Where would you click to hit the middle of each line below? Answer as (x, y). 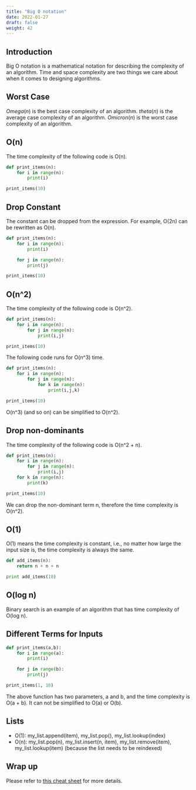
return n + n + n (38, 566)
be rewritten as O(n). (31, 228)
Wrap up (22, 767)
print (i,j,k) (64, 390)
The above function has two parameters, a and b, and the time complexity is (98, 696)
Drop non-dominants (45, 431)
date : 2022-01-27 (27, 17)
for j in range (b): (40, 669)
